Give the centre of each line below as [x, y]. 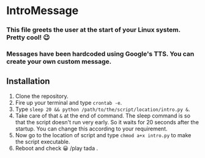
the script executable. [43, 141]
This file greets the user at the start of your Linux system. [93, 30]
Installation [28, 81]
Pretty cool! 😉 [28, 37]
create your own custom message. [59, 62]
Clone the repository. [42, 96]
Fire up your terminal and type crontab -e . [69, 102]
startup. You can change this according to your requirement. [91, 129]
